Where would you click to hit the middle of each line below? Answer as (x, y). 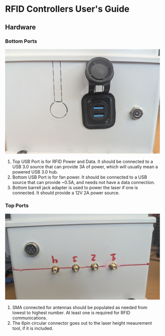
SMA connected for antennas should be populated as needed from (80, 307)
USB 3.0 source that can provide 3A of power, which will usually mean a (85, 167)
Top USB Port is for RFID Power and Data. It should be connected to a (82, 162)
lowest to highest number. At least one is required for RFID (71, 312)
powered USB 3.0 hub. (35, 172)
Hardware (20, 27)
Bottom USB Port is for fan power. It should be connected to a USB (80, 177)
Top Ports (17, 206)
